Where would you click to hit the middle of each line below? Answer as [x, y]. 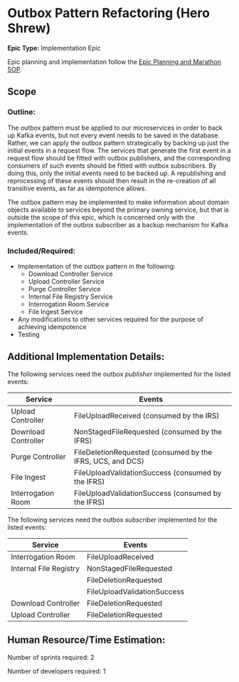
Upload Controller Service [66, 281]
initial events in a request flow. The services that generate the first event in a [119, 150]
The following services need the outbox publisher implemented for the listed [119, 374]
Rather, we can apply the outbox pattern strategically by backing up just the [118, 143]
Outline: [22, 112]
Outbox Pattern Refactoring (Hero [108, 13]
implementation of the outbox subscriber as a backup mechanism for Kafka [118, 224]
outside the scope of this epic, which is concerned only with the [101, 217]
